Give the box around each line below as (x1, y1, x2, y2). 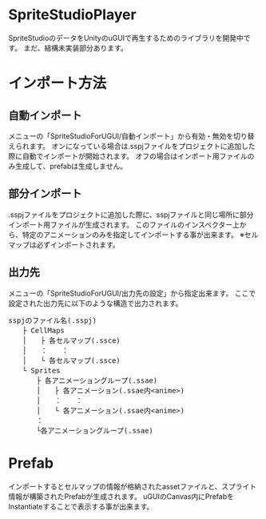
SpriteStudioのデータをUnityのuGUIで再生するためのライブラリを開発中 (8, 33, 244, 42)
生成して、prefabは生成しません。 (14, 161, 128, 171)
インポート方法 (8, 74, 107, 93)
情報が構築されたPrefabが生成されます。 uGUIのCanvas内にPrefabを (8, 491, 234, 501)
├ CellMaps (22, 326, 66, 335)
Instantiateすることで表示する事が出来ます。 (8, 501, 154, 511)
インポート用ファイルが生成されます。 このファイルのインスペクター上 (8, 219, 240, 229)
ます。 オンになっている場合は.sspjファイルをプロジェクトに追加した (29, 141, 256, 151)
